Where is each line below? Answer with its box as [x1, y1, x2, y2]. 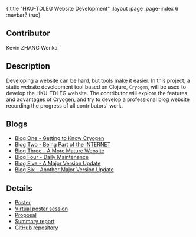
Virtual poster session [14, 205, 68, 212]
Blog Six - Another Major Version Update [14, 166, 114, 173]
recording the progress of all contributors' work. [6, 102, 123, 109]
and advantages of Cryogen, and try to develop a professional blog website [6, 96, 190, 103]
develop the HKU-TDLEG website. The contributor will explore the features [6, 89, 188, 96]
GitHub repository [14, 224, 58, 231]
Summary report [14, 218, 55, 225]
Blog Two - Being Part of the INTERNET [14, 141, 111, 148]
